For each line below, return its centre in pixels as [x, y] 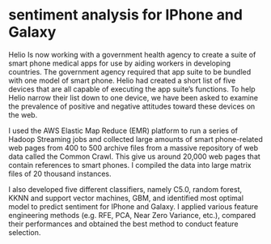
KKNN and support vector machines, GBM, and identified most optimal [126, 198]
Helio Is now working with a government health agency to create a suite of [132, 54]
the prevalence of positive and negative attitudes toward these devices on [132, 106]
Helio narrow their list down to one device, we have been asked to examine [133, 97]
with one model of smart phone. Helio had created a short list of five [122, 80]
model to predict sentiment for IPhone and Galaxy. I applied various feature [133, 206]
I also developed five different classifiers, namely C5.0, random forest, [125, 189]
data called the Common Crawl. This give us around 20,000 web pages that [134, 156]
